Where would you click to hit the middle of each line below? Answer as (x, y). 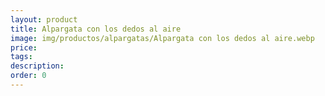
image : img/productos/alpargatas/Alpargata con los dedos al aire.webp (162, 38)
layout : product (44, 19)
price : (24, 47)
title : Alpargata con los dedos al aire (96, 29)
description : (37, 66)
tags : (21, 57)
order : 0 (28, 76)
